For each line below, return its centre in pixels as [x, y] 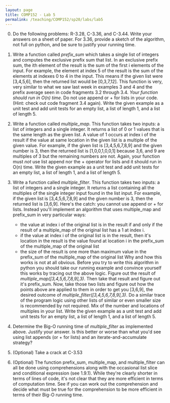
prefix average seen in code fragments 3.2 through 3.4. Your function [85, 93]
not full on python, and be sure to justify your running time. [74, 45]
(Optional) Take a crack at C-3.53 [47, 353]
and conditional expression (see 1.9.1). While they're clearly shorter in [85, 373]
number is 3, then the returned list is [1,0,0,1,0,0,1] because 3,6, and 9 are [89, 151]
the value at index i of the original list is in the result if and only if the [92, 225]
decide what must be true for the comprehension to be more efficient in [87, 389]
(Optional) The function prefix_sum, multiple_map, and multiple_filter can [89, 362]
